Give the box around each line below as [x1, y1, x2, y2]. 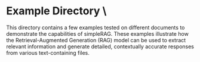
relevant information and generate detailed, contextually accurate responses [6, 43, 195, 50]
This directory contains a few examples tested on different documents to [6, 24, 185, 31]
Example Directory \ [6, 4, 107, 18]
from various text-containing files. [6, 49, 90, 56]
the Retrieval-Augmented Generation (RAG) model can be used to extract [6, 36, 186, 44]
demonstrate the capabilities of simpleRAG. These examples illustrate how [6, 30, 189, 37]
